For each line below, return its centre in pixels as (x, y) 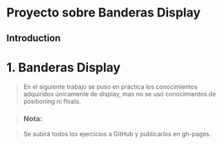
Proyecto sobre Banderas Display (104, 13)
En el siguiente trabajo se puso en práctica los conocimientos (110, 87)
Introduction (34, 38)
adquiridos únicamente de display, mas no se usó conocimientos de (119, 93)
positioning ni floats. (52, 101)
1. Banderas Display (64, 67)
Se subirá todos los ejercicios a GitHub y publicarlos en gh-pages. (117, 134)
